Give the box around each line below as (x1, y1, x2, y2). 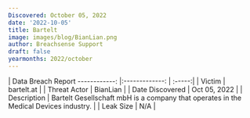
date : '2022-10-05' (8, 19, 72, 27)
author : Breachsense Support (8, 41, 103, 48)
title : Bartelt (8, 26, 58, 34)
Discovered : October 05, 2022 (8, 11, 107, 20)
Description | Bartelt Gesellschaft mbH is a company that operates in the (8, 93, 241, 102)
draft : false (8, 48, 51, 55)
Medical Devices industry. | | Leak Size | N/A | (8, 101, 157, 110)
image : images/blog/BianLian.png (8, 33, 118, 41)
